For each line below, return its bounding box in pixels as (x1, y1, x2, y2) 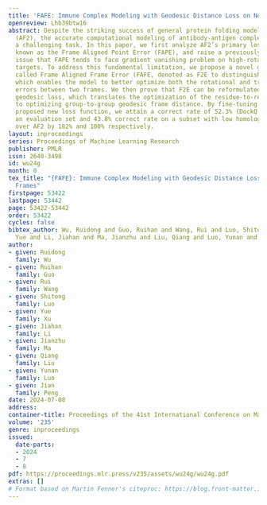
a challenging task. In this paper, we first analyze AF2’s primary (15, 41, 247, 49)
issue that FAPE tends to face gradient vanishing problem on (15, 56, 226, 64)
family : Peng (15, 389, 59, 397)
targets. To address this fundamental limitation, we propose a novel (15, 64, 254, 72)
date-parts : (15, 441, 56, 449)
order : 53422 (8, 212, 52, 219)
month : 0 (8, 167, 37, 175)
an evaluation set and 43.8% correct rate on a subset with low (15, 115, 233, 123)
